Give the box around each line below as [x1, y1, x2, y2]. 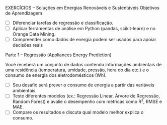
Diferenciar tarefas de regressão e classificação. [12, 20, 114, 26]
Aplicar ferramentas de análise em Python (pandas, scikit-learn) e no [12, 26, 156, 32]
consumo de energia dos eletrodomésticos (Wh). [5, 72, 107, 78]
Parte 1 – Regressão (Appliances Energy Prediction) [5, 52, 112, 58]
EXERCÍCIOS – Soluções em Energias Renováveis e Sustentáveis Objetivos [5, 5, 160, 11]
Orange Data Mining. [12, 31, 56, 37]
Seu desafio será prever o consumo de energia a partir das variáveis [12, 82, 154, 88]
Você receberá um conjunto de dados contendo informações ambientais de [5, 62, 162, 68]
